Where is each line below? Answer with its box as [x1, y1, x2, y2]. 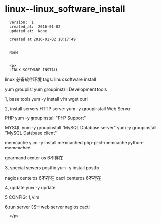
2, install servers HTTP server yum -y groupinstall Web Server [5, 105, 131, 111]
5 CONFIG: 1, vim [5, 194, 40, 200]
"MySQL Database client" [5, 130, 57, 136]
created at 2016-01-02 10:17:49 [9, 37, 76, 42]
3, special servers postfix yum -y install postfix [5, 164, 100, 171]
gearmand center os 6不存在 [5, 154, 63, 161]
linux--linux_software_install [5, 3, 125, 15]
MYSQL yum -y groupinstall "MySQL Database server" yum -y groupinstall [5, 124, 157, 130]
